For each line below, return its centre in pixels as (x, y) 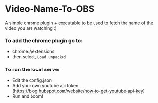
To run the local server (33, 69)
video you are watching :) (31, 28)
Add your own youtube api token (45, 85)
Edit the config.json (32, 80)
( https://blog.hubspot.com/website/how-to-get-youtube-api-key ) (79, 91)
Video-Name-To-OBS (50, 9)
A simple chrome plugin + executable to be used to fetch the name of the (79, 23)
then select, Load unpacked (39, 57)
